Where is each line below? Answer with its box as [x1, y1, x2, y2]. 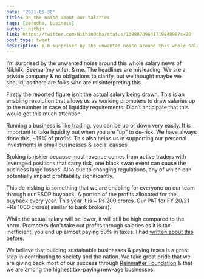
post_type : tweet [6, 37, 50, 43]
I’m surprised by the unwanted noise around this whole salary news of [6, 59, 182, 67]
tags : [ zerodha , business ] [6, 20, 75, 26]
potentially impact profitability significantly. [6, 172, 114, 179]
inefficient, [6, 228, 33, 235]
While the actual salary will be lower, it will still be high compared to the [6, 215, 185, 222]
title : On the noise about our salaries [6, 15, 110, 21]
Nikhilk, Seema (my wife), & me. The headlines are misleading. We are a [6, 66, 186, 73]
